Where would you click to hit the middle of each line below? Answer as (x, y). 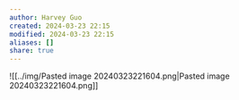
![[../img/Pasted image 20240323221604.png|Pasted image (120, 76)
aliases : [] (31, 42)
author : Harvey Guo (46, 17)
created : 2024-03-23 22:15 (60, 26)
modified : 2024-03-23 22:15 (62, 34)
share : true (31, 51)
